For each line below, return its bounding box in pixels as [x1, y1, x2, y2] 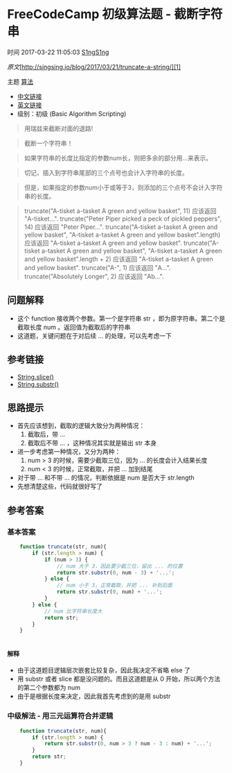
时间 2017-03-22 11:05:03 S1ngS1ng [7, 48, 109, 56]
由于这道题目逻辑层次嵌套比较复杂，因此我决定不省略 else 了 [17, 666, 190, 674]
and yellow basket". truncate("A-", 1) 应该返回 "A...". [24, 263, 171, 271]
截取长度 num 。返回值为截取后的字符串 [17, 323, 131, 331]
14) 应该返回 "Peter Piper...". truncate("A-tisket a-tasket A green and [24, 223, 218, 231]
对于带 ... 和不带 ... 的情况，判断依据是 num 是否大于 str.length [17, 473, 195, 482]
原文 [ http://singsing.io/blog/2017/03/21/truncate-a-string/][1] [7, 62, 181, 71]
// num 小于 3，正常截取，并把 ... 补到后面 [56, 582, 173, 589]
